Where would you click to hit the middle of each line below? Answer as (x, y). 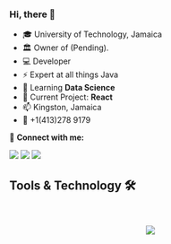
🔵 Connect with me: (47, 137)
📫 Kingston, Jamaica (62, 108)
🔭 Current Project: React (68, 97)
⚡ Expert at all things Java (70, 74)
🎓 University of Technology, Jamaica (92, 34)
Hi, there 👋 (33, 14)
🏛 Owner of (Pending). (65, 48)
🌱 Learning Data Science (68, 88)
